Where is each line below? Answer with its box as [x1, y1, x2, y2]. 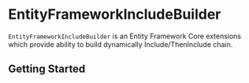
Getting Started [8, 63, 86, 76]
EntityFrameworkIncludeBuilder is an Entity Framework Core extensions [8, 31, 242, 41]
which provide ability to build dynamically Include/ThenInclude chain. [8, 39, 233, 49]
